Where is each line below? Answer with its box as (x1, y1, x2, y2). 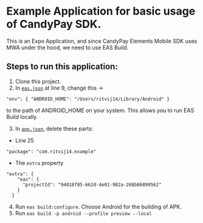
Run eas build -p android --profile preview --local (15, 209, 152, 217)
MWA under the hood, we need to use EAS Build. (6, 44, 129, 51)
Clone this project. (15, 77, 61, 85)
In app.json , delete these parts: (15, 125, 94, 132)
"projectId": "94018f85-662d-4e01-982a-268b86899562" (22, 182, 162, 188)
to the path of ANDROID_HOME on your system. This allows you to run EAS (6, 107, 194, 114)
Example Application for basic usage (6, 4, 196, 18)
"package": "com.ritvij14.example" (6, 148, 97, 155)
